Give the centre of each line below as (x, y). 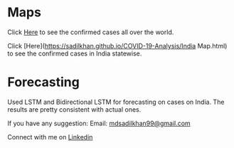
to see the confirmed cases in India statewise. (75, 53)
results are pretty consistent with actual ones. (74, 109)
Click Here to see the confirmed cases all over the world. (91, 32)
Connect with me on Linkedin (50, 137)
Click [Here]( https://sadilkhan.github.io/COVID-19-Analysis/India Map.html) (117, 46)
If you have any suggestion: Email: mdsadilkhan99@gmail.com (99, 123)
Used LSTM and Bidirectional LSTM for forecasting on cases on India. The (116, 102)
